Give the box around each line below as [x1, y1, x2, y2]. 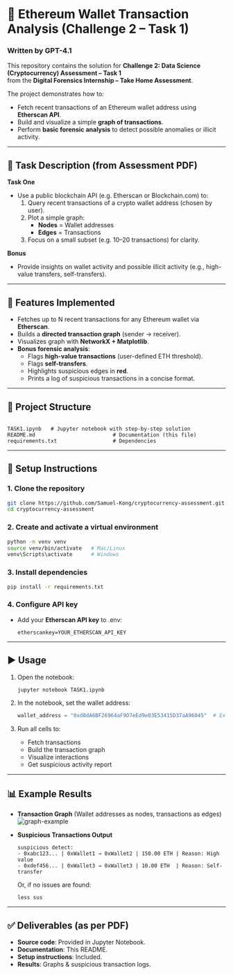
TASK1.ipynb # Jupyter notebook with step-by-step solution [7, 425, 191, 432]
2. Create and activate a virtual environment [7, 523, 159, 532]
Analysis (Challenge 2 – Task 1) [7, 21, 189, 37]
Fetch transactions [27, 738, 81, 746]
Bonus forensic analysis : [17, 345, 90, 353]
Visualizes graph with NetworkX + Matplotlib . [17, 337, 149, 346]
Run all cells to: [17, 725, 61, 733]
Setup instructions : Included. [17, 952, 103, 961]
